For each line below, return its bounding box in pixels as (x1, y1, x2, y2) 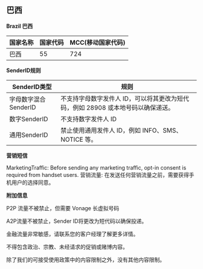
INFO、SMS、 (142, 126, 182, 134)
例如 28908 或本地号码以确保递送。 (72, 103, 175, 111)
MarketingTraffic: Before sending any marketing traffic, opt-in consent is (6, 164, 187, 171)
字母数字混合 (9, 95, 47, 104)
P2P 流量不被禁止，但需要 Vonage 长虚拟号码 (6, 204, 120, 211)
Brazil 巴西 (6, 22, 33, 30)
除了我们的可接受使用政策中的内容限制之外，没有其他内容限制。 (6, 256, 165, 263)
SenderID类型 (11, 82, 53, 91)
